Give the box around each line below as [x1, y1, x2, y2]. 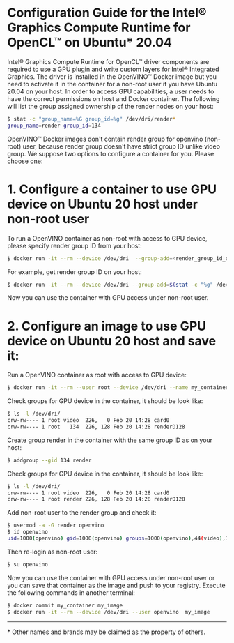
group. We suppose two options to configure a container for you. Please [7, 149, 214, 158]
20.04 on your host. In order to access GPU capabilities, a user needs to [7, 87, 214, 96]
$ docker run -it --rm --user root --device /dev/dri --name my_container [7, 384, 229, 391]
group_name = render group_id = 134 [7, 122, 101, 129]
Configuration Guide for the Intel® [7, 5, 207, 21]
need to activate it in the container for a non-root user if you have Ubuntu [7, 80, 218, 88]
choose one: [7, 157, 43, 165]
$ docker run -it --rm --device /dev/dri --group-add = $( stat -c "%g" [7, 281, 214, 288]
